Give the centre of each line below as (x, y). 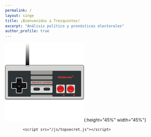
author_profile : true (27, 31)
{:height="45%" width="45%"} (115, 120)
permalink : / (18, 10)
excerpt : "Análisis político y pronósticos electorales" (65, 26)
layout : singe (20, 15)
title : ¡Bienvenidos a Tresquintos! (43, 21)
